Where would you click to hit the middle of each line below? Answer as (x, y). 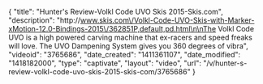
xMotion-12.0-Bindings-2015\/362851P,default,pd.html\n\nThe (112, 29)
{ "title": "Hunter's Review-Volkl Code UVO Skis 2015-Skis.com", (116, 12)
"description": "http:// (45, 20)
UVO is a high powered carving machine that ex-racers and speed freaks (131, 37)
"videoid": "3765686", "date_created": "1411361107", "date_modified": (125, 55)
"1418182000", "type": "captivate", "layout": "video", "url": (105, 63)
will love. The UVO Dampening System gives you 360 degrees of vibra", (129, 46)
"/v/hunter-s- (225, 63)
